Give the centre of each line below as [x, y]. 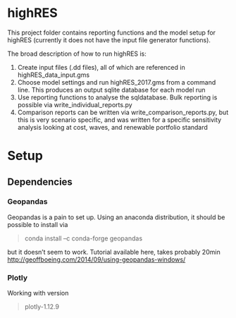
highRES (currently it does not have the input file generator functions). [109, 39]
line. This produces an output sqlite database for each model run [111, 90]
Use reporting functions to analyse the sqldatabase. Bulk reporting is [117, 97]
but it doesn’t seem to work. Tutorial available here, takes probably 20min [114, 252]
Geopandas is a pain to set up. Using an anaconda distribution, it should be [116, 217]
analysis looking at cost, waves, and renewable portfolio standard [112, 127]
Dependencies [40, 182]
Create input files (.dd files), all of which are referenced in [101, 67]
